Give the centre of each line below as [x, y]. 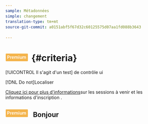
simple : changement [26, 16]
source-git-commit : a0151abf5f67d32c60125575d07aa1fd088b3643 [73, 27]
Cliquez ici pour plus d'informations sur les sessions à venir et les [74, 92]
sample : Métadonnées [27, 11]
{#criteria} [54, 58]
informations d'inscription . [34, 97]
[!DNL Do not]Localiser [30, 82]
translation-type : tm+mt [32, 21]
